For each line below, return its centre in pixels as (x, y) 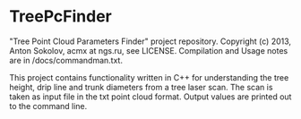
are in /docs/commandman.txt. (66, 60)
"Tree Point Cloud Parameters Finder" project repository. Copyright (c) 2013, (150, 41)
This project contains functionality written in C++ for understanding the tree (149, 77)
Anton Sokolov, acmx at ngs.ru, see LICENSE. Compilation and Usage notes (149, 50)
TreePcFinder (60, 17)
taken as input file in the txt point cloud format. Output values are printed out (150, 97)
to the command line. (48, 106)
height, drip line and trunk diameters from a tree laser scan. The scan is (141, 87)
